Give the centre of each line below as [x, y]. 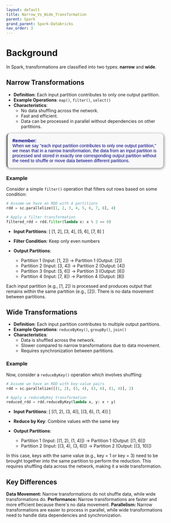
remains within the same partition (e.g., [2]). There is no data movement [80, 291]
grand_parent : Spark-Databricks [40, 24]
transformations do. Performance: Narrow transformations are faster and [82, 500]
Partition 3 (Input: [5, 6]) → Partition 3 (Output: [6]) [73, 271]
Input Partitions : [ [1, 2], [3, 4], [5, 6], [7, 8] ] [59, 231]
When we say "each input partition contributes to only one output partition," [85, 146]
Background [32, 53]
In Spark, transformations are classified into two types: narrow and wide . [81, 67]
